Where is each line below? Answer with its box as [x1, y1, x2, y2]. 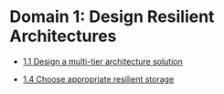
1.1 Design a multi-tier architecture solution [22, 56, 183, 67]
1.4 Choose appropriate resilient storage [22, 73, 175, 84]
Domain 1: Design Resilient [9, 6, 215, 27]
